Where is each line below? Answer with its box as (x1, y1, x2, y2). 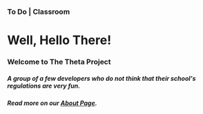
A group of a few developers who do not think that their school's (7, 74, 196, 82)
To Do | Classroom (7, 7, 70, 17)
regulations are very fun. (7, 82, 81, 90)
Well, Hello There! (7, 32, 112, 48)
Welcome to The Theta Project (7, 57, 111, 67)
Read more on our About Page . (7, 99, 98, 107)
